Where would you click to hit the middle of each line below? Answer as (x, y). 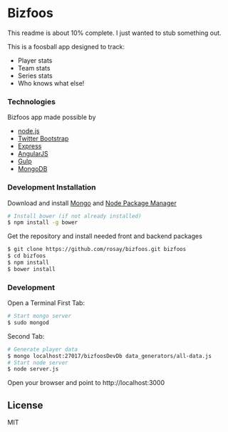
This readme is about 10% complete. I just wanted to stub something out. (115, 33)
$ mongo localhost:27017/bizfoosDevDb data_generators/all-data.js (110, 356)
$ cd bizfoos (27, 256)
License (25, 405)
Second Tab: (26, 336)
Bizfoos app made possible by (52, 117)
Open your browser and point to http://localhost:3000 (86, 383)
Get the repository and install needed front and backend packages (105, 236)
